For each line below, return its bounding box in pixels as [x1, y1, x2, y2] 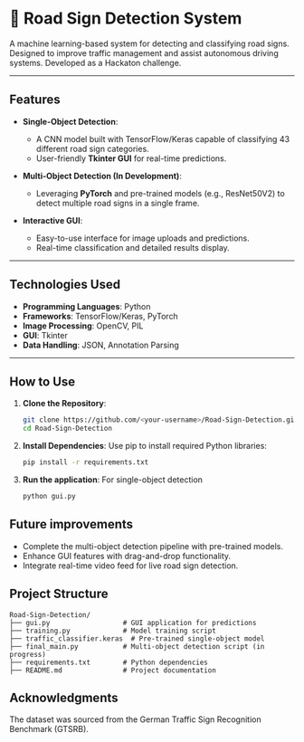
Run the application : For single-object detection [22, 474, 204, 485]
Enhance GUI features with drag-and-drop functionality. [22, 550, 232, 561]
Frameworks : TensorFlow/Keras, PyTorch [22, 310, 178, 321]
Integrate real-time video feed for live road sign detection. [22, 560, 239, 571]
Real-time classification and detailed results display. [35, 242, 231, 252]
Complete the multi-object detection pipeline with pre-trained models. [22, 540, 283, 551]
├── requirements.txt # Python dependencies [9, 658, 208, 667]
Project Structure [9, 586, 109, 602]
